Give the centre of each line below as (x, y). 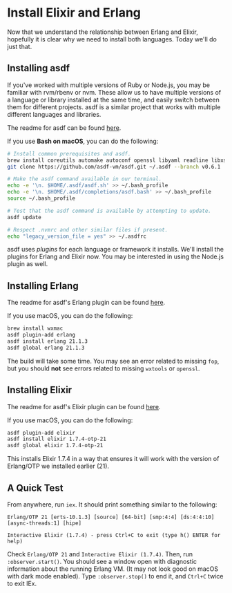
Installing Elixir (40, 390)
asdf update (24, 217)
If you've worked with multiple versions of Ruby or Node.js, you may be (109, 85)
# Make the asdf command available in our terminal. (85, 179)
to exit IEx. (22, 583)
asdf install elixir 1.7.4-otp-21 (57, 439)
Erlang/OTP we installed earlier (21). (58, 466)
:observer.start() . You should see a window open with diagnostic (102, 561)
